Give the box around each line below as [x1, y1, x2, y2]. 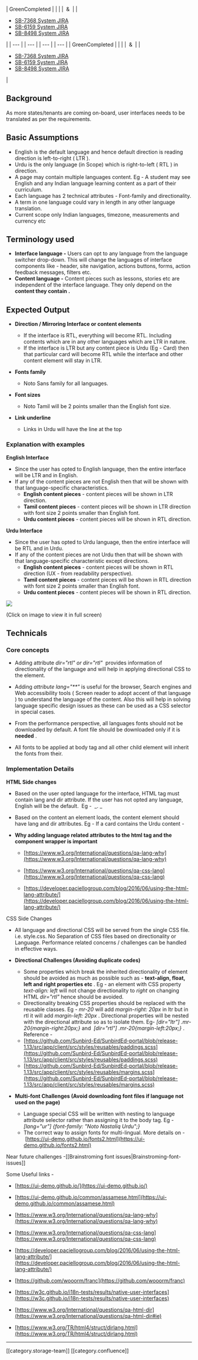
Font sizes [14, 392, 41, 399]
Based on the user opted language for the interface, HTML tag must [14, 790, 180, 797]
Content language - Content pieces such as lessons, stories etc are [14, 275, 180, 282]
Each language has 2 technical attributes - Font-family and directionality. [14, 192, 192, 199]
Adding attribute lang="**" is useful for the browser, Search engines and [14, 683, 192, 690]
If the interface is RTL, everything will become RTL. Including [23, 332, 172, 339]
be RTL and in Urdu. [14, 544, 64, 552]
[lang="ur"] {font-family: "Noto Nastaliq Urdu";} [23, 1123, 140, 1130]
